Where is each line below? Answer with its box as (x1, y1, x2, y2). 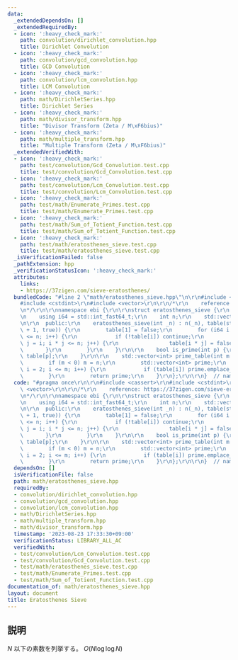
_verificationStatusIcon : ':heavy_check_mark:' (13, 267, 157, 274)
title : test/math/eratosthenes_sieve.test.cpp (20, 247, 160, 255)
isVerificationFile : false (13, 472, 93, 479)
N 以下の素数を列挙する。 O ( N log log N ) (7, 644, 123, 653)
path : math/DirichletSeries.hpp (20, 96, 115, 103)
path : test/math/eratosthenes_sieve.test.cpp (20, 241, 157, 248)
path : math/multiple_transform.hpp (20, 135, 125, 142)
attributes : (13, 273, 50, 280)
